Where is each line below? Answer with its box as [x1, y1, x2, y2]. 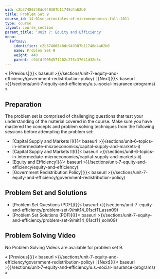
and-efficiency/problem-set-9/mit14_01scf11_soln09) [12, 217, 118, 223]
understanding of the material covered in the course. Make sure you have [5, 118, 152, 125]
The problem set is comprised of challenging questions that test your [5, 113, 143, 119]
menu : [5, 35, 16, 40]
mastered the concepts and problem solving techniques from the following [5, 124, 155, 129]
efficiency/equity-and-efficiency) [12, 164, 79, 170]
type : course [5, 21, 32, 26]
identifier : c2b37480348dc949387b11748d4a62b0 [14, 43, 110, 48]
